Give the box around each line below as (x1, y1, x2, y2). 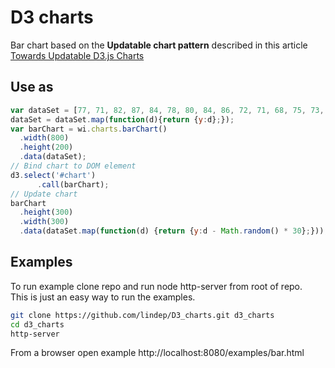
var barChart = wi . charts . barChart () (10, 124, 168, 134)
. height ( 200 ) (19, 142, 74, 153)
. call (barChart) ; (36, 179, 110, 190)
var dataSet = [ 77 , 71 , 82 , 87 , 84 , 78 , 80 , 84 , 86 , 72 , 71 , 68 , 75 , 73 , (10, 105, 325, 115)
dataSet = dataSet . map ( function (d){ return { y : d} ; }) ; (10, 114, 235, 125)
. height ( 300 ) (19, 207, 74, 218)
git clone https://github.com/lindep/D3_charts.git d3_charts (10, 310, 275, 320)
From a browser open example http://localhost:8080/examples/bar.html (10, 347, 305, 359)
